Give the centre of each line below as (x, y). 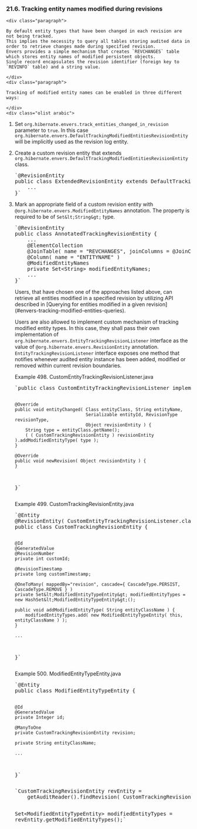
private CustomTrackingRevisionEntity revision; (75, 733)
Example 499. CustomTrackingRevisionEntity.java (74, 504)
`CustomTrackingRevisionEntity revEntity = (78, 791)
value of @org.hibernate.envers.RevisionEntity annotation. (87, 347)
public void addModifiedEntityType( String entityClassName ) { (95, 610)
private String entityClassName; (55, 743)
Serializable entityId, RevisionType (132, 415)
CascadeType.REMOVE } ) (44, 590)
